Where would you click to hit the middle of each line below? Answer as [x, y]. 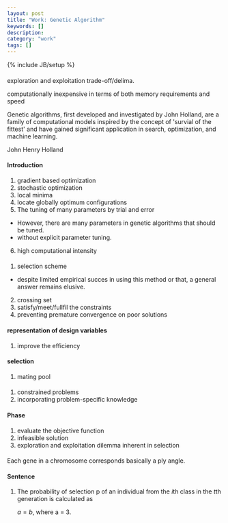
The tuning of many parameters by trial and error [86, 209]
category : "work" [32, 39]
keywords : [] [26, 26]
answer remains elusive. [51, 287]
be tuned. [30, 230]
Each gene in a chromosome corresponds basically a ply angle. [96, 461]
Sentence [21, 476]
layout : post [26, 13]
